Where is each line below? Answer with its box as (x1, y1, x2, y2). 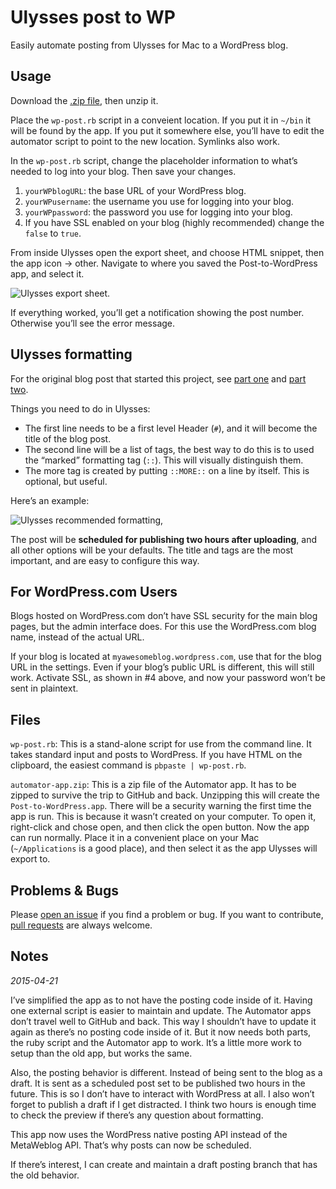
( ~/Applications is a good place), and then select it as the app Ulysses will (10, 842, 318, 855)
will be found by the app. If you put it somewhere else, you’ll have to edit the (10, 124, 325, 136)
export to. (10, 853, 51, 865)
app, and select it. (10, 267, 85, 280)
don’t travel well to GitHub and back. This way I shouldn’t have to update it (10, 1015, 317, 1027)
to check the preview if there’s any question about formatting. (10, 1109, 264, 1121)
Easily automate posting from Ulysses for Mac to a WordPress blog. (10, 39, 289, 51)
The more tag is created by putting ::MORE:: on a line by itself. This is (24, 464, 310, 476)
